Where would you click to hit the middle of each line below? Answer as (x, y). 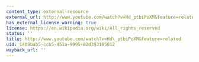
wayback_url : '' (26, 50)
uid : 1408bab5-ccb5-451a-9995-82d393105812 (61, 45)
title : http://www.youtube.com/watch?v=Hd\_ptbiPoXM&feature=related (94, 39)
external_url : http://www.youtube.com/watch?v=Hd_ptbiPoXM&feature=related (102, 17)
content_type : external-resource (47, 12)
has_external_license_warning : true (51, 22)
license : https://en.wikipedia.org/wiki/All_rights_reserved (83, 28)
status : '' (20, 34)
